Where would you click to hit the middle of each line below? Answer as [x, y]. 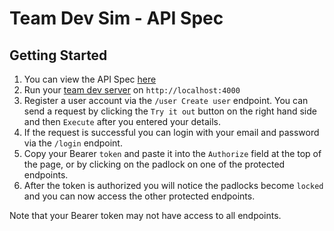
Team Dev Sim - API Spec [116, 18]
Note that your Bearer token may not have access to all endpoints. [145, 215]
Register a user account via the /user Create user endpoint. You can [166, 100]
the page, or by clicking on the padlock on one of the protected [154, 164]
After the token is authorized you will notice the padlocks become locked [173, 185]
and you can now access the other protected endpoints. [139, 196]
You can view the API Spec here [90, 79]
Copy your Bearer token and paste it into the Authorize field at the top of [172, 153]
